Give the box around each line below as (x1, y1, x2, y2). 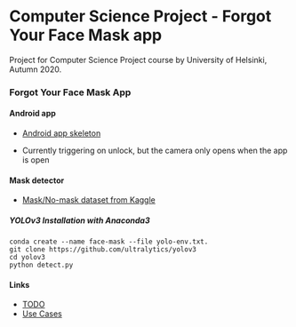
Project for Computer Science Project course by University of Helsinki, (9, 54, 268, 65)
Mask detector (9, 175, 65, 186)
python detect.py (9, 260, 74, 270)
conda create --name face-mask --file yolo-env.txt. (9, 237, 209, 246)
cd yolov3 (9, 253, 46, 262)
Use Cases (21, 308, 62, 319)
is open (21, 155, 50, 165)
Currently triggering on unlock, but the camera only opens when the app (21, 145, 288, 156)
